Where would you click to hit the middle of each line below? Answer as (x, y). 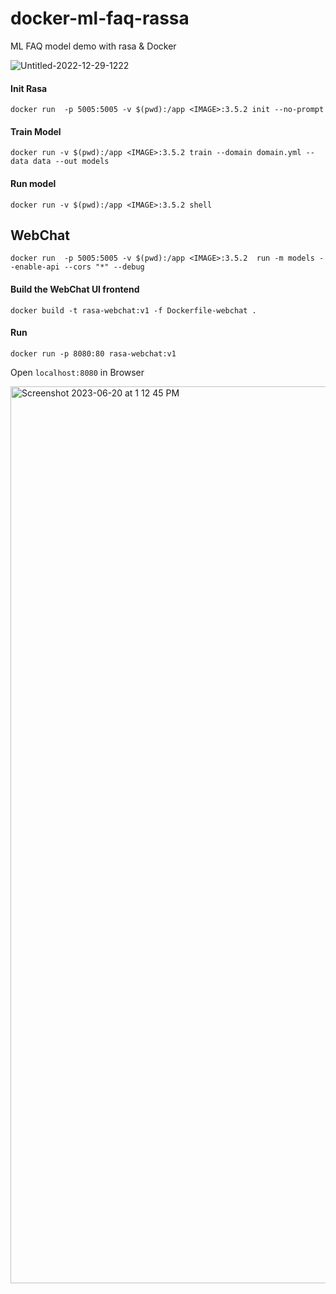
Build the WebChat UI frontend (75, 289)
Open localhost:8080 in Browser (77, 372)
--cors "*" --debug (104, 267)
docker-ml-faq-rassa (100, 18)
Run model (33, 183)
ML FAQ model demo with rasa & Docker (93, 46)
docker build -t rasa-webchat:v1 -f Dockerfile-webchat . (133, 310)
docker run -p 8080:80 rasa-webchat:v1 (93, 353)
